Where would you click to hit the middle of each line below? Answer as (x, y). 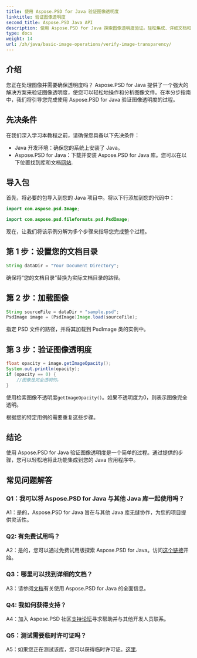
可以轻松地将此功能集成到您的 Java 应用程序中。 (80, 460)
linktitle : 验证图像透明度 (36, 17)
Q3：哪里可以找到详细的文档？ (49, 575)
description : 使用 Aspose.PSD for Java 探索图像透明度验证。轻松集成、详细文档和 (99, 28)
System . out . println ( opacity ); (43, 369)
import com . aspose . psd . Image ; (43, 209)
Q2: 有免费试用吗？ (33, 536)
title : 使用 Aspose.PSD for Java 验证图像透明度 (62, 11)
